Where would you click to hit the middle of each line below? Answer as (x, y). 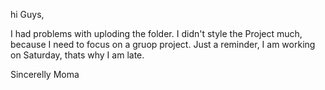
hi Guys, (27, 14)
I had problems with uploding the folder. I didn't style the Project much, (156, 33)
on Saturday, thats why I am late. (77, 55)
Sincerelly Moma (45, 74)
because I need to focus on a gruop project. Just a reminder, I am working (163, 44)
